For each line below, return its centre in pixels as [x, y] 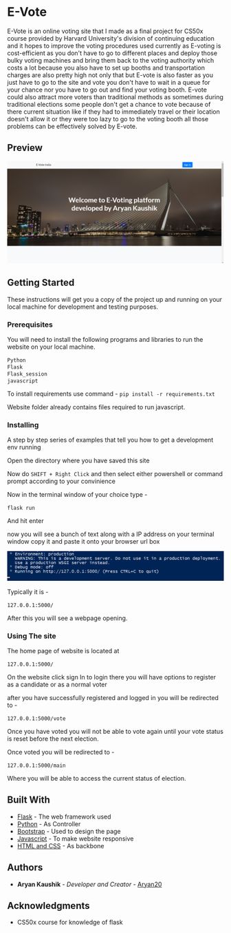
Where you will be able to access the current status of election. [97, 779]
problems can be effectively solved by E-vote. [72, 126]
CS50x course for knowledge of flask [70, 922]
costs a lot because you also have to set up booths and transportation [106, 68]
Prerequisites [30, 325]
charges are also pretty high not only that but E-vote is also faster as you [110, 75]
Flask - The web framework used [64, 817]
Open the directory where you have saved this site [78, 461]
